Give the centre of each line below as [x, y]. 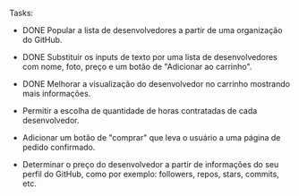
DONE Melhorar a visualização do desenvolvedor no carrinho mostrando [156, 84]
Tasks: [21, 13]
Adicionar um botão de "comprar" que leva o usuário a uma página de [151, 137]
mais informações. [56, 94]
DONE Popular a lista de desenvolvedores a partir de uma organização [152, 30]
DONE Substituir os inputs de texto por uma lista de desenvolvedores [149, 57]
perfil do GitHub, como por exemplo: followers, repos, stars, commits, [150, 174]
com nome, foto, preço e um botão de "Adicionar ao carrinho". [137, 67]
